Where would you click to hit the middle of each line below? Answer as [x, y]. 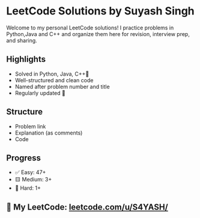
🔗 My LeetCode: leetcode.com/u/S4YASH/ [87, 207]
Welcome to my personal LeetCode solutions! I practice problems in [90, 28]
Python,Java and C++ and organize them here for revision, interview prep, [98, 34]
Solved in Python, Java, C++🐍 [52, 74]
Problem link [30, 126]
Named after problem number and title [62, 86]
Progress [23, 158]
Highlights [26, 59]
